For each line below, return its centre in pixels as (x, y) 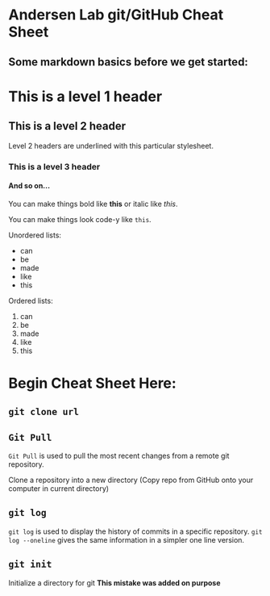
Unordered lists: (35, 235)
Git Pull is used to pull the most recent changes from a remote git (119, 456)
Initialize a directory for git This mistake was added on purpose (114, 582)
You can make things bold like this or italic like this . (93, 204)
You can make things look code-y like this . (80, 219)
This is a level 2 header (67, 126)
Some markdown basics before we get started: (128, 62)
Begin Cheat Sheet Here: (93, 383)
